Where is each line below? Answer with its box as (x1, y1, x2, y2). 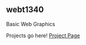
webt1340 (6, 5, 44, 15)
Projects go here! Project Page (6, 32, 81, 39)
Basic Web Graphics (6, 20, 55, 27)
